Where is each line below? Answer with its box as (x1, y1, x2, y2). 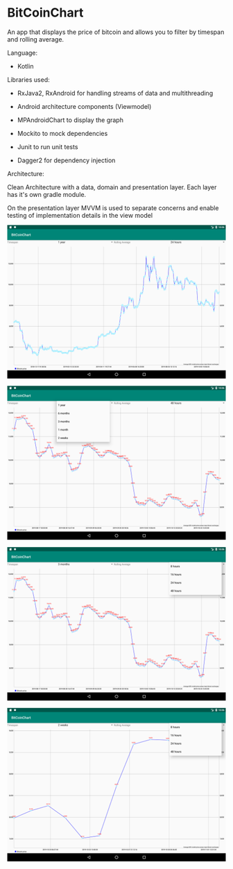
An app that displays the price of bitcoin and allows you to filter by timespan (7, 28, 225, 36)
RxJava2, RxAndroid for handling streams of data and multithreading (17, 89, 214, 97)
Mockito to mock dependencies (17, 129, 108, 137)
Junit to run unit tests (17, 142, 78, 150)
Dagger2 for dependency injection (17, 156, 116, 164)
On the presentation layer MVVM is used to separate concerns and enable (7, 203, 219, 212)
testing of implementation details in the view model (7, 211, 153, 219)
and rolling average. (7, 35, 64, 43)
